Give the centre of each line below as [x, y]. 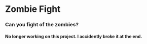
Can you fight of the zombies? [42, 25]
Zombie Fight [33, 9]
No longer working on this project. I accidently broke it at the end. [73, 36]
